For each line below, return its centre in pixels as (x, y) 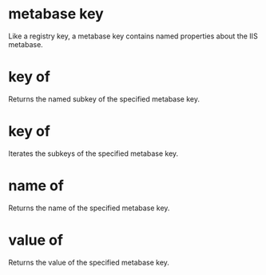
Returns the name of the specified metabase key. (89, 208)
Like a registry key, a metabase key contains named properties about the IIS (133, 36)
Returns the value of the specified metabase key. (89, 262)
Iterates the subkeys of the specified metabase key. (93, 153)
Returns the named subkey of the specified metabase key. (104, 99)
